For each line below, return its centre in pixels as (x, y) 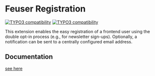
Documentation (29, 57)
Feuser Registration (45, 9)
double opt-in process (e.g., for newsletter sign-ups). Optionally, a (71, 37)
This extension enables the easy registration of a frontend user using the (77, 31)
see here (14, 68)
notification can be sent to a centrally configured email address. (69, 41)
